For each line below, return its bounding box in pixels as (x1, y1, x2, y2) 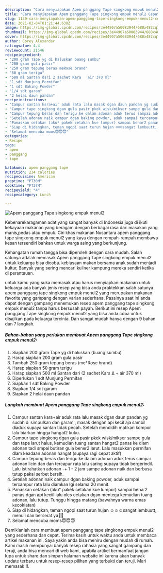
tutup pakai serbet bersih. (12, 471, 64, 477)
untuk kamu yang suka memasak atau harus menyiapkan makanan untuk (5, 279, 150, 285)
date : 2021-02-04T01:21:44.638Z (5, 20, 70, 26)
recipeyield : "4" (5, 188, 40, 193)
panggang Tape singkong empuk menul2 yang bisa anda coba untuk (5, 310, 142, 316)
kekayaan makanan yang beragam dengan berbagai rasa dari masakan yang (5, 224, 158, 230)
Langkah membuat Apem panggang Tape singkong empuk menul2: (5, 402, 145, 408)
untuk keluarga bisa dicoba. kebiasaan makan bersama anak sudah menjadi (5, 260, 156, 266)
